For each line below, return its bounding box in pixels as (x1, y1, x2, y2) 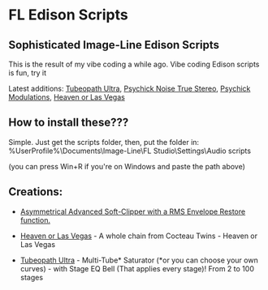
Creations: (8, 185, 63, 199)
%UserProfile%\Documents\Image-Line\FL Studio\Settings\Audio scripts (8, 146, 252, 156)
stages (19, 272, 43, 282)
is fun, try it (8, 68, 47, 78)
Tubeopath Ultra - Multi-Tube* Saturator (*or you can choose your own (19, 255, 258, 265)
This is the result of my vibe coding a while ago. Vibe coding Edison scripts (8, 59, 260, 69)
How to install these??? (8, 116, 129, 130)
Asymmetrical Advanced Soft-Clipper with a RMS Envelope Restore (19, 207, 246, 216)
